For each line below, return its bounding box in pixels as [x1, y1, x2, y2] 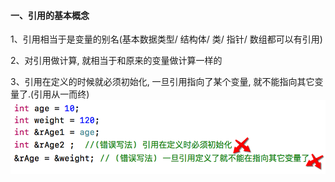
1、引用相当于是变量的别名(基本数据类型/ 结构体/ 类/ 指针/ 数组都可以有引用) [10, 33, 323, 45]
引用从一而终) [33, 88, 90, 100]
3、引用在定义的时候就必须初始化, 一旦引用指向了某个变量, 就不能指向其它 [10, 76, 315, 88]
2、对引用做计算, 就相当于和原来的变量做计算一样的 [10, 55, 223, 67]
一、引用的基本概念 [10, 9, 90, 21]
